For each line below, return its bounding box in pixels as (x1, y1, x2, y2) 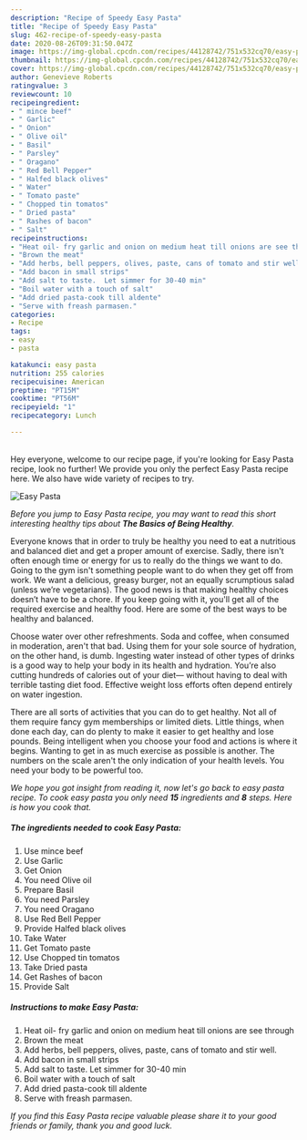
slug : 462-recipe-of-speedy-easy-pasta (10, 30, 162, 39)
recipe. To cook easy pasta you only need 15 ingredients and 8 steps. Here (10, 792, 292, 803)
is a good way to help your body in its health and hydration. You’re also (10, 660, 277, 671)
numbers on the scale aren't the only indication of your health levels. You (10, 755, 285, 765)
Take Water (23, 932, 67, 943)
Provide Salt (23, 981, 69, 991)
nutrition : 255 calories (10, 368, 105, 378)
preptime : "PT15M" (10, 385, 80, 395)
